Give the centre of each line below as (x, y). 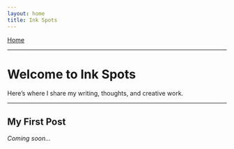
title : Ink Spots (32, 20)
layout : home (26, 14)
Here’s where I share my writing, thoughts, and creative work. (95, 94)
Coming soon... (29, 139)
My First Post (37, 122)
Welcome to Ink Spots (72, 74)
